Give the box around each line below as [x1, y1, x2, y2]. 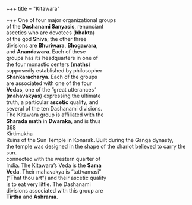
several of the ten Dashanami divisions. [6, 105, 103, 112]
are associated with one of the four [6, 80, 92, 87]
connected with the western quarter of [6, 156, 101, 162]
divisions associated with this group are [6, 187, 103, 194]
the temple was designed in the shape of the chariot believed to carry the [6, 143, 186, 150]
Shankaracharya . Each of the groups [6, 74, 98, 80]
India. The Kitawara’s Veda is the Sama [6, 162, 102, 169]
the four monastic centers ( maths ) [6, 61, 91, 68]
